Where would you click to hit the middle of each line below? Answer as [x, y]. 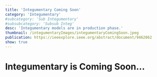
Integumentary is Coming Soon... [75, 66]
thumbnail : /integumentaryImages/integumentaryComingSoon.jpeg [72, 33]
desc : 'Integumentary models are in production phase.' [64, 28]
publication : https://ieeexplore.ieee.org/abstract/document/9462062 [79, 38]
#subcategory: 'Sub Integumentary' [42, 19]
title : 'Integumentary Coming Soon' [43, 10]
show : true [16, 42]
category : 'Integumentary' [33, 14]
